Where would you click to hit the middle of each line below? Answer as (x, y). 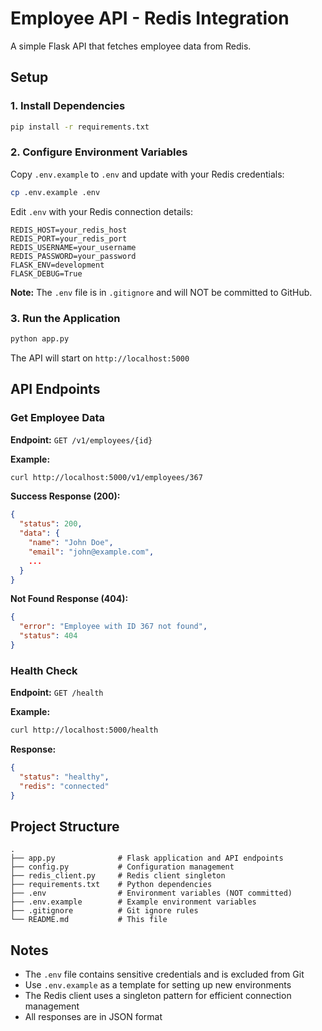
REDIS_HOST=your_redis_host (69, 230)
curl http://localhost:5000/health (84, 730)
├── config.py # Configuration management (122, 867)
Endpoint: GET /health (57, 693)
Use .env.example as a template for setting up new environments (158, 985)
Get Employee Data (58, 418)
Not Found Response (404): (69, 599)
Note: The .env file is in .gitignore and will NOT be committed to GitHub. (161, 292)
